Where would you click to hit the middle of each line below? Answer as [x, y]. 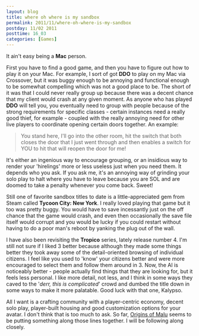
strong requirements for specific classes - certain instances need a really [96, 112]
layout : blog [22, 12]
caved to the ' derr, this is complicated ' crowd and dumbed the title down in [98, 284]
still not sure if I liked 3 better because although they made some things [94, 246]
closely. [16, 327]
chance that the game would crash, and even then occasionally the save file [99, 215]
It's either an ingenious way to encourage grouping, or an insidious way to [97, 160]
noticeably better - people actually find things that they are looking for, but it [99, 271]
